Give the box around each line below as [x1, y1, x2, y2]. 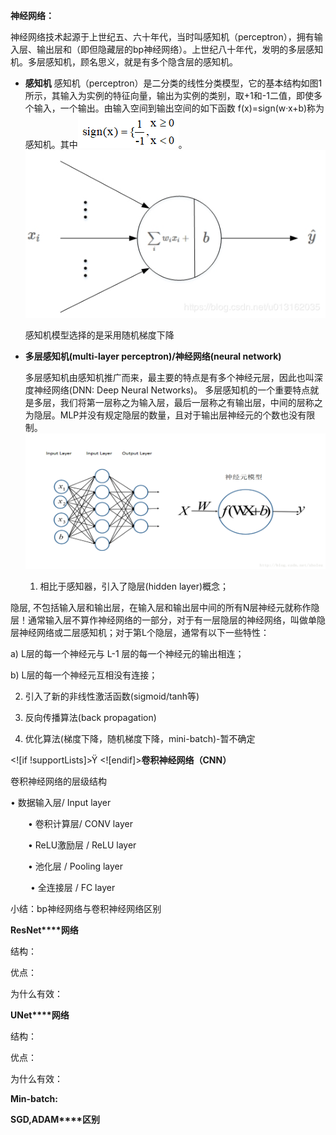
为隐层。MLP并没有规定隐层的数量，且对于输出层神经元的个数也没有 [24, 409, 307, 421]
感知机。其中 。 [24, 139, 188, 150]
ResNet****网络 [10, 924, 79, 936]
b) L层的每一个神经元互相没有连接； [10, 669, 158, 681]
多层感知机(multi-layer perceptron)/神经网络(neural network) [24, 350, 282, 362]
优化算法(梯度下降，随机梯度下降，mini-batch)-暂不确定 [24, 733, 256, 745]
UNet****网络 [10, 1009, 70, 1021]
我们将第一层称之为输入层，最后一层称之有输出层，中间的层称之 [59, 396, 323, 408]
